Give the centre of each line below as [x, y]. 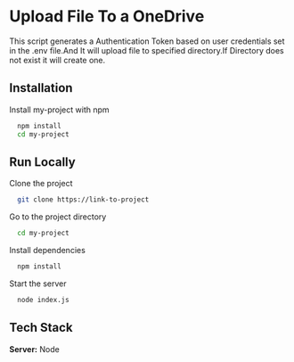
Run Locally [42, 162]
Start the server [38, 284]
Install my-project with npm [59, 110]
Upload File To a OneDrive [107, 16]
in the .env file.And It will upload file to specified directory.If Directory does [147, 50]
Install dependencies [48, 251]
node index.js [43, 300]
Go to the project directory [58, 217]
